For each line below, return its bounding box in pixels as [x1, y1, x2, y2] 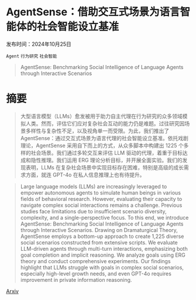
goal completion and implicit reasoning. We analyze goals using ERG [20, 251, 186, 258]
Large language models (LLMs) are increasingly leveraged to [20, 183, 167, 190]
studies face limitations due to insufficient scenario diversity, [20, 207, 167, 214]
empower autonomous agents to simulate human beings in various [20, 189, 181, 196]
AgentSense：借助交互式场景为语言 [6, 5, 180, 19]
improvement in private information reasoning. [20, 276, 132, 283]
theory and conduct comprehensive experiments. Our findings [20, 257, 171, 264]
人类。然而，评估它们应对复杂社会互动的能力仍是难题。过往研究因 [25, 120, 185, 127]
